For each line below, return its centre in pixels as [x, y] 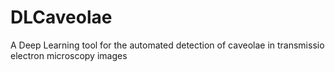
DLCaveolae [61, 17]
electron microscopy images [69, 55]
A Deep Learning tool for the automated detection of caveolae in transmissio [167, 45]
